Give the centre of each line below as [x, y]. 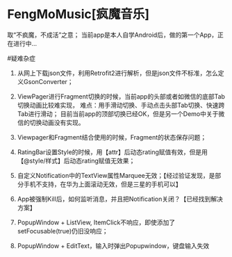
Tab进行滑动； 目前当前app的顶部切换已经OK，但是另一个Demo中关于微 [121, 114]
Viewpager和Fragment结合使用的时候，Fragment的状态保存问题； [112, 137]
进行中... [25, 43]
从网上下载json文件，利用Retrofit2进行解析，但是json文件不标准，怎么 [118, 73]
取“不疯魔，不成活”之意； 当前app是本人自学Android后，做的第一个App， [112, 35]
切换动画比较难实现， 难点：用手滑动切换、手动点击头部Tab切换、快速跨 [121, 105]
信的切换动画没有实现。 [51, 122]
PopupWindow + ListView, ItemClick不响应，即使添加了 [96, 222]
